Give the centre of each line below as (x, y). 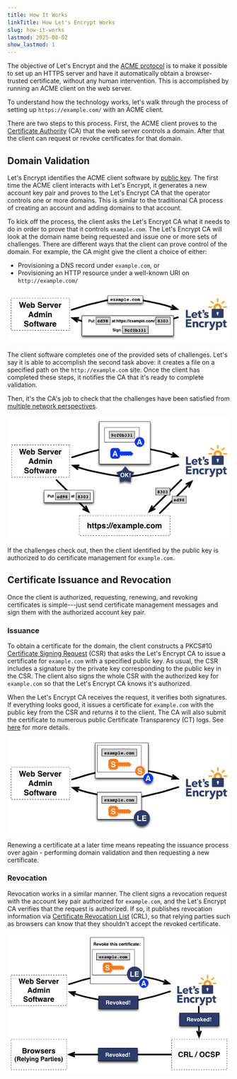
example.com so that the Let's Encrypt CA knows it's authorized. (100, 683)
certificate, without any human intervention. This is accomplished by (129, 81)
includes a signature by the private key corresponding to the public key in (114, 668)
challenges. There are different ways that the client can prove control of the (117, 244)
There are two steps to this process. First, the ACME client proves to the (112, 123)
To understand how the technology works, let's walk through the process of (118, 102)
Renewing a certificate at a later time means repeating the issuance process (118, 845)
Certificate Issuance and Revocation (89, 580)
